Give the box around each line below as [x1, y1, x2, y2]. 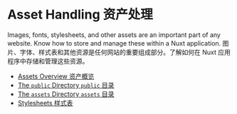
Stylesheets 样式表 [17, 98, 73, 107]
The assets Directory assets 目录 [17, 90, 115, 98]
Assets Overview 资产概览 [17, 72, 95, 81]
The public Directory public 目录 [17, 81, 115, 89]
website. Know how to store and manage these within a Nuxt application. [7, 38, 221, 47]
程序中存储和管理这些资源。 [7, 56, 89, 65]
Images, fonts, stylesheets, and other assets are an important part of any [7, 30, 221, 39]
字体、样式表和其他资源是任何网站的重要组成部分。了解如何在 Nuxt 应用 [19, 48, 231, 56]
